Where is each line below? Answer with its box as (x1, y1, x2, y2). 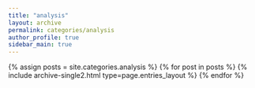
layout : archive (8, 19, 62, 27)
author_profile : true (8, 33, 80, 42)
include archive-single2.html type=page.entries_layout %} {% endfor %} (8, 71, 245, 80)
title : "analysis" (8, 11, 69, 20)
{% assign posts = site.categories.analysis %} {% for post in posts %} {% (8, 62, 248, 71)
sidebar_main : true (8, 41, 73, 49)
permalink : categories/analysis (8, 26, 114, 34)
